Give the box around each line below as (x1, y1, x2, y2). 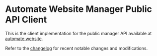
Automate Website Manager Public (5, 3, 153, 15)
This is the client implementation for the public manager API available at (5, 30, 152, 36)
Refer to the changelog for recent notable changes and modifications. (5, 45, 148, 51)
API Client (5, 14, 47, 25)
